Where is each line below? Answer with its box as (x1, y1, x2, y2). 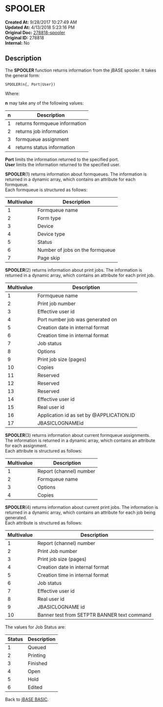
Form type (37, 214, 61, 221)
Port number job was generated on (37, 316, 117, 323)
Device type (37, 230, 65, 237)
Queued (27, 644, 46, 651)
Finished (27, 660, 48, 667)
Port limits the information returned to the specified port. (5, 156, 119, 162)
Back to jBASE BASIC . (5, 696, 49, 702)
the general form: (5, 72, 40, 78)
